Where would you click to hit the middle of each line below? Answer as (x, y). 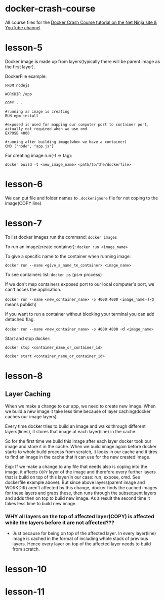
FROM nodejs (17, 85)
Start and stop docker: (28, 338)
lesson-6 (24, 184)
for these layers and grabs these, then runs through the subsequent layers (81, 493)
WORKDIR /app (19, 94)
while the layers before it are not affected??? (60, 523)
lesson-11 (25, 592)
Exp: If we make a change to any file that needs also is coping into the (76, 467)
